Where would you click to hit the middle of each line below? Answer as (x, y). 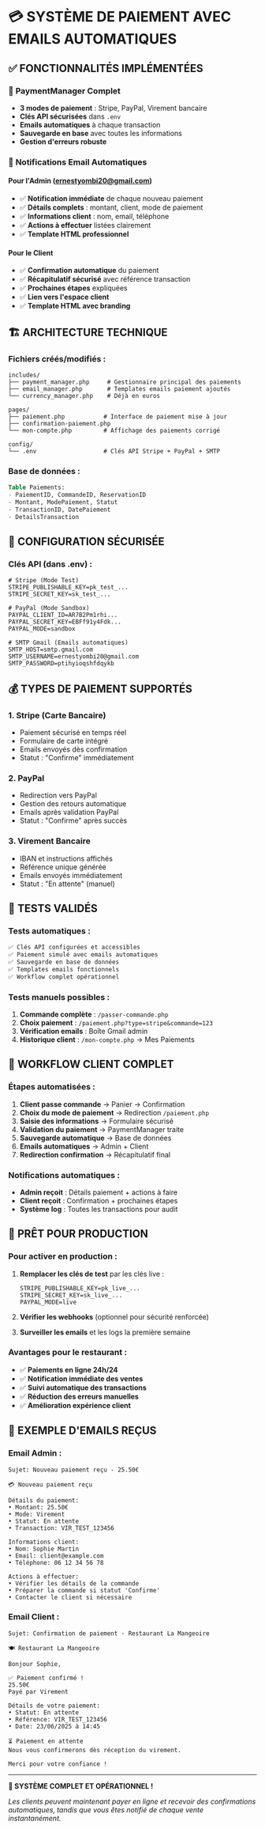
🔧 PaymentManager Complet (64, 91)
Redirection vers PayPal (58, 795)
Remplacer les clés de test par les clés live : (91, 1274)
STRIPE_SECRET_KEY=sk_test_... (60, 595)
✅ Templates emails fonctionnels (64, 969)
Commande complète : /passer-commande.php (94, 1014)
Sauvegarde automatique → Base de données (95, 1138)
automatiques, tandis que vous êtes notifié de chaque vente (106, 1809)
